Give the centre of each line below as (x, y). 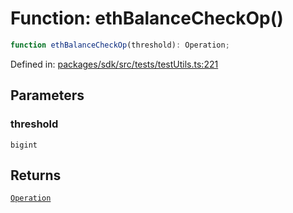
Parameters (47, 95)
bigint (24, 145)
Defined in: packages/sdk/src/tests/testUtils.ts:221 (114, 64)
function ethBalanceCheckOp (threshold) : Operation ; (120, 45)
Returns (36, 175)
